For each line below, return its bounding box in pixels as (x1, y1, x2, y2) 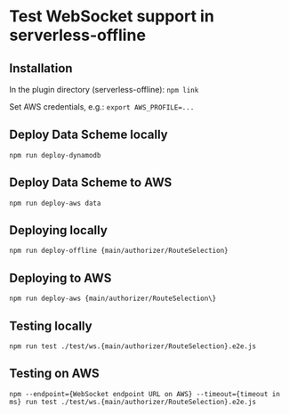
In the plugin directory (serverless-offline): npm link (9, 85, 199, 94)
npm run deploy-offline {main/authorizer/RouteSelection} (9, 247, 229, 256)
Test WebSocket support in (9, 6, 215, 27)
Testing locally (9, 318, 92, 333)
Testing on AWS (9, 366, 100, 381)
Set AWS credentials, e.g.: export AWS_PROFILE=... (9, 102, 195, 112)
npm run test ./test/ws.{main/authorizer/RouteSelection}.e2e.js (9, 342, 256, 351)
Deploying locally (9, 223, 108, 238)
